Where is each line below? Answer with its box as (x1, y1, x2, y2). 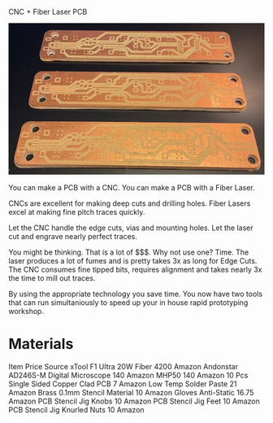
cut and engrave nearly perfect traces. (8, 231, 138, 241)
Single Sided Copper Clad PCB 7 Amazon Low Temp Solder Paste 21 (8, 378, 237, 389)
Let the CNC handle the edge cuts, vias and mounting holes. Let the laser (8, 223, 253, 233)
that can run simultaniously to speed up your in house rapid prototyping (8, 297, 249, 307)
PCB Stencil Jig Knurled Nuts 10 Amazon (8, 404, 145, 414)
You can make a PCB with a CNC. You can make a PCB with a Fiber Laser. (8, 182, 256, 192)
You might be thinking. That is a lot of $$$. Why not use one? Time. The (8, 247, 249, 257)
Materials (8, 334, 74, 353)
